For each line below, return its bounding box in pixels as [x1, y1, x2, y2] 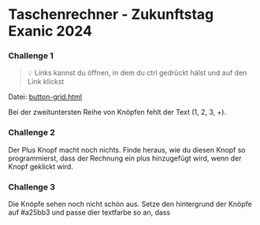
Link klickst [27, 77, 65, 87]
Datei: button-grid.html [8, 92, 83, 101]
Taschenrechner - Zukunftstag [8, 6, 214, 24]
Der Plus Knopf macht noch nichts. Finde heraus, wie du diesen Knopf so [8, 145, 246, 154]
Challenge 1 [8, 50, 54, 61]
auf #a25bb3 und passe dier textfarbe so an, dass [8, 208, 171, 217]
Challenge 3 [8, 181, 56, 192]
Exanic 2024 [8, 22, 93, 40]
